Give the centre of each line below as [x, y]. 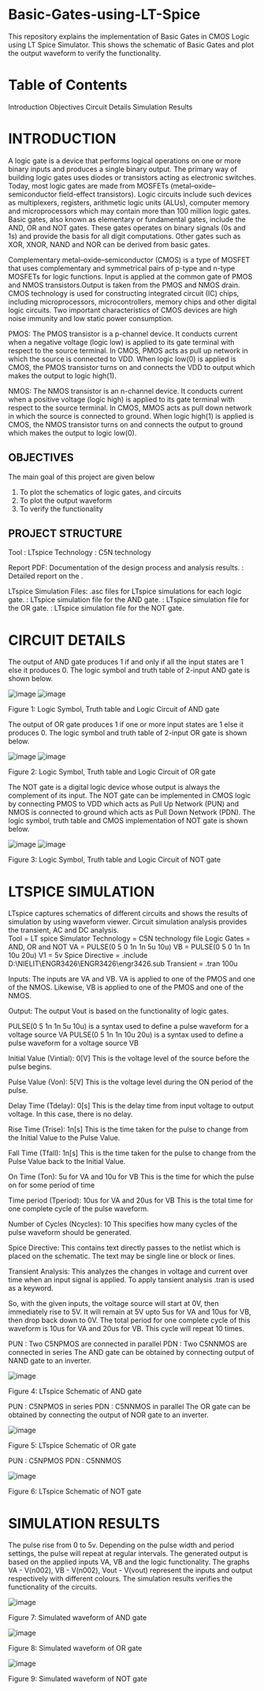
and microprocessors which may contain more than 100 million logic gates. [130, 211]
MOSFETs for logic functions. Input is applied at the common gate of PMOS [130, 276]
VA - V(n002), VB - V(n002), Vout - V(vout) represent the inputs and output [130, 1570]
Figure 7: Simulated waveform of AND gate [78, 1618]
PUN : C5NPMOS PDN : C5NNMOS [65, 1461]
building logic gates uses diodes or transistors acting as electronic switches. [132, 177]
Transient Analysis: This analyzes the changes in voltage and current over [128, 1271]
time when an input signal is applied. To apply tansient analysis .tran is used [131, 1280]
